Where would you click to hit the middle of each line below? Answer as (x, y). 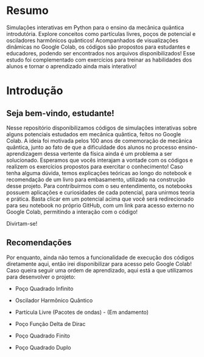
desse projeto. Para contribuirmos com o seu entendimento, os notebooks (100, 185)
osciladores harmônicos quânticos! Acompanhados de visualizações (92, 40)
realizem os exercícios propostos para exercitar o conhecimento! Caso (95, 166)
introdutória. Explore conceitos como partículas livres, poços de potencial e (101, 33)
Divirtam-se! (22, 223)
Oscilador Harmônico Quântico (54, 300)
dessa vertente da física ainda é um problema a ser (108, 153)
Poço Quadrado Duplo (43, 347)
